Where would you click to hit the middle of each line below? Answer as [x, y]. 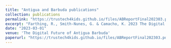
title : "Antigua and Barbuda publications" [52, 10]
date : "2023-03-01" [26, 28]
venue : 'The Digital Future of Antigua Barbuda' [58, 33]
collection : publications [33, 14]
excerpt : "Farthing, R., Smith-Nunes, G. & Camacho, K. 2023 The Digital [85, 24]
